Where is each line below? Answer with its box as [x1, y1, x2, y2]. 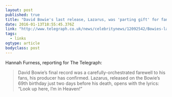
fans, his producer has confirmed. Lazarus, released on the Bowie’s [17, 75, 160, 81]
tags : [5, 31, 17, 36]
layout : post [5, 7, 33, 13]
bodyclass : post [5, 45, 40, 51]
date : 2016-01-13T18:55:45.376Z [5, 21, 74, 27]
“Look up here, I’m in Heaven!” [17, 85, 83, 92]
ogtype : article [5, 41, 40, 46]
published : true [5, 12, 40, 17]
